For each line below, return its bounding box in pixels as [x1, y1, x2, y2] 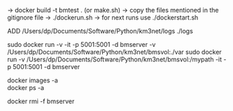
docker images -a [7, 76, 58, 84]
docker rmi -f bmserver [7, 97, 75, 105]
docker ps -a [7, 84, 44, 91]
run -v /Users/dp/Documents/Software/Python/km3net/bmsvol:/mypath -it [7, 55, 223, 64]
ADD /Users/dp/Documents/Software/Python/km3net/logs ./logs [7, 27, 194, 35]
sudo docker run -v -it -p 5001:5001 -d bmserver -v [7, 40, 156, 48]
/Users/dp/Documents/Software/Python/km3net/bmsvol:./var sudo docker [7, 48, 222, 56]
